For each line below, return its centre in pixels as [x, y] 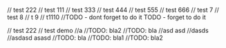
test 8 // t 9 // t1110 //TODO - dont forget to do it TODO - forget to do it [106, 17]
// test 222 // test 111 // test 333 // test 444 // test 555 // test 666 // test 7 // [113, 10]
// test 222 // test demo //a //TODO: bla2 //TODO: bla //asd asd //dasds [108, 31]
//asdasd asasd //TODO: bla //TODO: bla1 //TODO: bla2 [85, 38]
